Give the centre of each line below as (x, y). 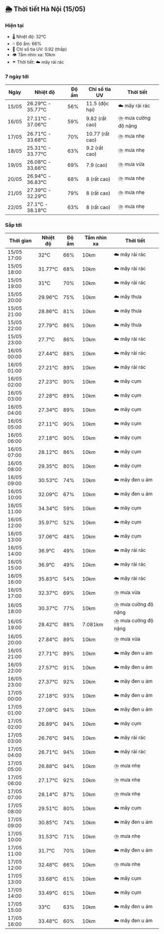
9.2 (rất (95, 148)
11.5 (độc (97, 103)
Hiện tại (14, 25)
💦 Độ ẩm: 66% (27, 44)
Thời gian (20, 241)
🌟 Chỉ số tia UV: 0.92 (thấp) (40, 49)
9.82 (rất (96, 119)
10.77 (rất (98, 134)
